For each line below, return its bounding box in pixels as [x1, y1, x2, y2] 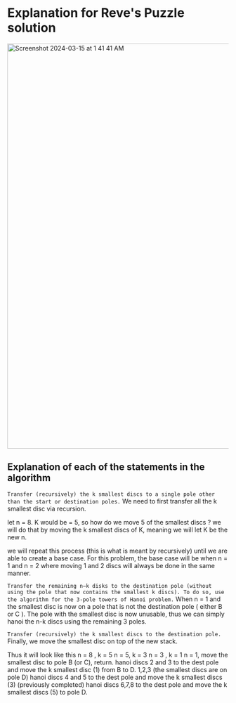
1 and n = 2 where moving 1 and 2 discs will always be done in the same [7, 561, 216, 570]
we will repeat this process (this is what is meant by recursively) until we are [7, 546, 228, 555]
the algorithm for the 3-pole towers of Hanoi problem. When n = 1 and [7, 595, 221, 603]
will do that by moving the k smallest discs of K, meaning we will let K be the [7, 525, 228, 534]
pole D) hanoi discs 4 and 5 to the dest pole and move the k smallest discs [7, 673, 223, 681]
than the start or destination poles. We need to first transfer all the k [7, 497, 218, 505]
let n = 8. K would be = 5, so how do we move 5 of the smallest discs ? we [7, 518, 221, 526]
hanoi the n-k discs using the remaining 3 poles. [7, 617, 147, 626]
